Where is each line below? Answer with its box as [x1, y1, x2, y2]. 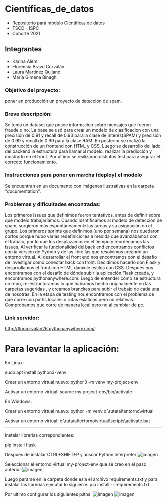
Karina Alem [12, 58, 38, 64]
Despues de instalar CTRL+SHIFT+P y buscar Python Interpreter [5, 452, 137, 458]
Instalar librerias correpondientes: [5, 432, 75, 438]
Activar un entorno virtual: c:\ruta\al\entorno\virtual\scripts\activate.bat [5, 418, 150, 424]
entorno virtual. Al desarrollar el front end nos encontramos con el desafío [5, 254, 157, 260]
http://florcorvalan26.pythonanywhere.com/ [5, 326, 95, 332]
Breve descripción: [5, 110, 52, 117]
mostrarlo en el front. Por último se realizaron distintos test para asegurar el [5, 154, 160, 160]
